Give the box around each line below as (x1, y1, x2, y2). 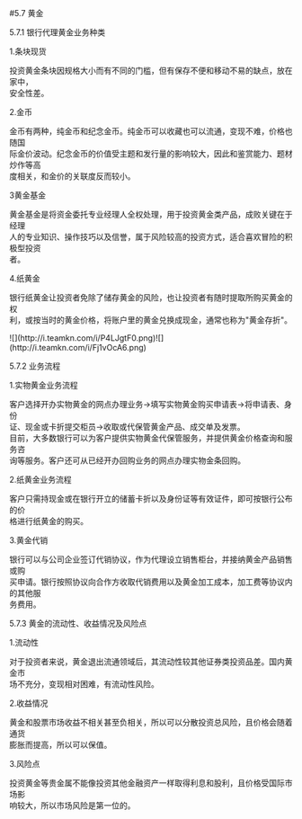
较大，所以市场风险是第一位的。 (16, 800, 136, 811)
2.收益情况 (9, 698, 49, 708)
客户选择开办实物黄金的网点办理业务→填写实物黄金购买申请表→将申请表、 (9, 399, 285, 409)
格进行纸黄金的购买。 (9, 516, 88, 526)
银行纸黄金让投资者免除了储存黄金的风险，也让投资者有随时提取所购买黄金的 (9, 292, 293, 303)
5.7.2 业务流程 (9, 361, 61, 371)
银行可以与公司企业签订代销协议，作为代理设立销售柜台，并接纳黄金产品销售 (9, 554, 293, 565)
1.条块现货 (9, 46, 47, 57)
